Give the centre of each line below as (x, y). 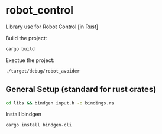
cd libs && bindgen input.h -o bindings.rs (60, 103)
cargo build (20, 49)
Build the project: (26, 38)
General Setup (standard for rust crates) (81, 89)
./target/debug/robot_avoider (43, 71)
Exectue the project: (30, 60)
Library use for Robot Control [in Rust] (52, 27)
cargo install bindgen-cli (39, 125)
